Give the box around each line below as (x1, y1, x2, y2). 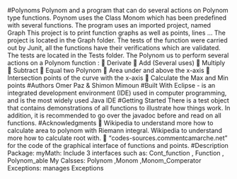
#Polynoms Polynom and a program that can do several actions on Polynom (7, 6, 229, 14)
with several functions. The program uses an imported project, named (7, 21, 211, 29)
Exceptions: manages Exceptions (7, 164, 104, 172)
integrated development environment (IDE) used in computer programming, (7, 88, 227, 97)
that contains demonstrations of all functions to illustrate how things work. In (7, 104, 231, 112)
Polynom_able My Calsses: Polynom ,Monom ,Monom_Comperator (7, 156, 202, 165)
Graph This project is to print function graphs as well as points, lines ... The (7, 28, 226, 37)
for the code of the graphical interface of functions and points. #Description (7, 142, 229, 149)
